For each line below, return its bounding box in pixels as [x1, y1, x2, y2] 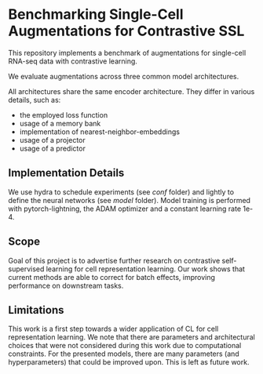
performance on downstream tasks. [8, 281, 124, 290]
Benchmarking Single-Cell [8, 5, 184, 24]
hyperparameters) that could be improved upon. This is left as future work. [8, 358, 250, 367]
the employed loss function [19, 110, 108, 119]
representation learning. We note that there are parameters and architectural [8, 332, 255, 342]
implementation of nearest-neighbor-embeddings [19, 127, 181, 136]
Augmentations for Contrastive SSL [8, 22, 245, 40]
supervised [8, 264, 45, 274]
